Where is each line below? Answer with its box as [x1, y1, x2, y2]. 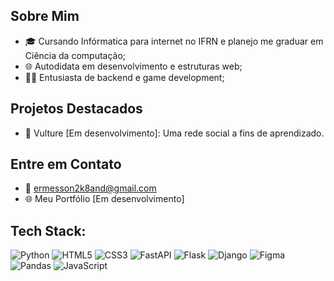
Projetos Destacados [10, 100, 143, 118]
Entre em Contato [10, 156, 122, 173]
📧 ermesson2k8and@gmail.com [24, 182, 157, 194]
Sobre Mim [10, 8, 80, 25]
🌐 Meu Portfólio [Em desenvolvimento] [24, 193, 185, 205]
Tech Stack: [10, 222, 87, 239]
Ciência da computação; [24, 49, 127, 61]
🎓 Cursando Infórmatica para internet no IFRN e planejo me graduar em [24, 35, 324, 47]
